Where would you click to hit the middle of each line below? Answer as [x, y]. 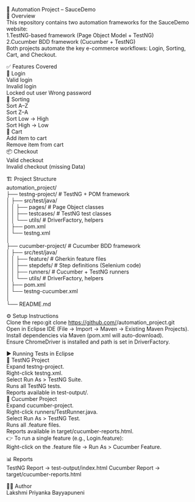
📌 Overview [21, 16]
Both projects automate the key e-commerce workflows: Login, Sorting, [96, 48]
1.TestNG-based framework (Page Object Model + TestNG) [80, 35]
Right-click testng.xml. [34, 373]
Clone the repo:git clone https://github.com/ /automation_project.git [90, 322]
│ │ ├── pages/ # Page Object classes [55, 207]
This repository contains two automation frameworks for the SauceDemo [98, 22]
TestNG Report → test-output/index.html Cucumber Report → [83, 468]
